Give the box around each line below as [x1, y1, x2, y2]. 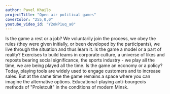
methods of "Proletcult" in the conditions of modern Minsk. [5, 84, 129, 90]
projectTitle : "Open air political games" [5, 12, 96, 17]
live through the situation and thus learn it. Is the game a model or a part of [5, 46, 162, 52]
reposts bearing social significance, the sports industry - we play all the [5, 57, 155, 64]
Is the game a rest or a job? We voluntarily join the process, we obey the [5, 36, 156, 42]
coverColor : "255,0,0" [5, 17, 53, 22]
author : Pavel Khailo [5, 7, 51, 13]
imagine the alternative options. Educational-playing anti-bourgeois [5, 79, 146, 85]
